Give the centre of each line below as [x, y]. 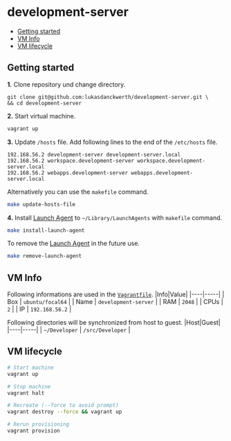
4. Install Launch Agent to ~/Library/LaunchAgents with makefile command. [115, 217]
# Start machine [30, 368]
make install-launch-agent [46, 230]
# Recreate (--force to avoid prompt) [63, 406]
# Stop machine [29, 386]
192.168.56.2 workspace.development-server [71, 161]
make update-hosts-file [41, 204]
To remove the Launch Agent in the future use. [74, 244]
